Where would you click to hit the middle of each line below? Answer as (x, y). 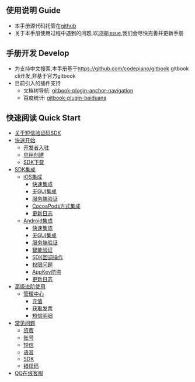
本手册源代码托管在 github (45, 26)
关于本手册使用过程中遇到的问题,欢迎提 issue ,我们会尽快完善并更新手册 (99, 33)
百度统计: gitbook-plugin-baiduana (65, 98)
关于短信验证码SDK (38, 133)
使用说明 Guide (34, 11)
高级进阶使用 (30, 287)
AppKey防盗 (46, 272)
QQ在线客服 (29, 373)
